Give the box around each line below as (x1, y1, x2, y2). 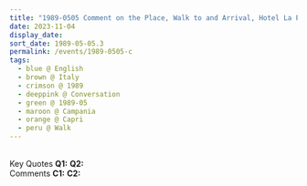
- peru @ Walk (17, 124, 71, 133)
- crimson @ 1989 (17, 81, 84, 90)
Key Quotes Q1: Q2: (9, 159, 84, 169)
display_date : (9, 30, 64, 39)
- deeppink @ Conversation (17, 89, 121, 98)
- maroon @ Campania (17, 107, 96, 116)
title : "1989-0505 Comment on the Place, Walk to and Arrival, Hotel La (9, 13, 292, 23)
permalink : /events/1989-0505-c (9, 47, 132, 57)
